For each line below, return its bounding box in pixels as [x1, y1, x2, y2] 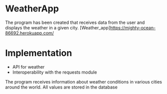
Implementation [5, 48, 72, 59]
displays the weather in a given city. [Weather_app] [5, 24, 111, 30]
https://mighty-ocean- [110, 24, 156, 30]
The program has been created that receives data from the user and [5, 19, 145, 25]
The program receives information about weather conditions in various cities [5, 79, 162, 85]
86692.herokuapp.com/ [5, 30, 54, 36]
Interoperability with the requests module [12, 69, 97, 75]
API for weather [12, 64, 45, 70]
